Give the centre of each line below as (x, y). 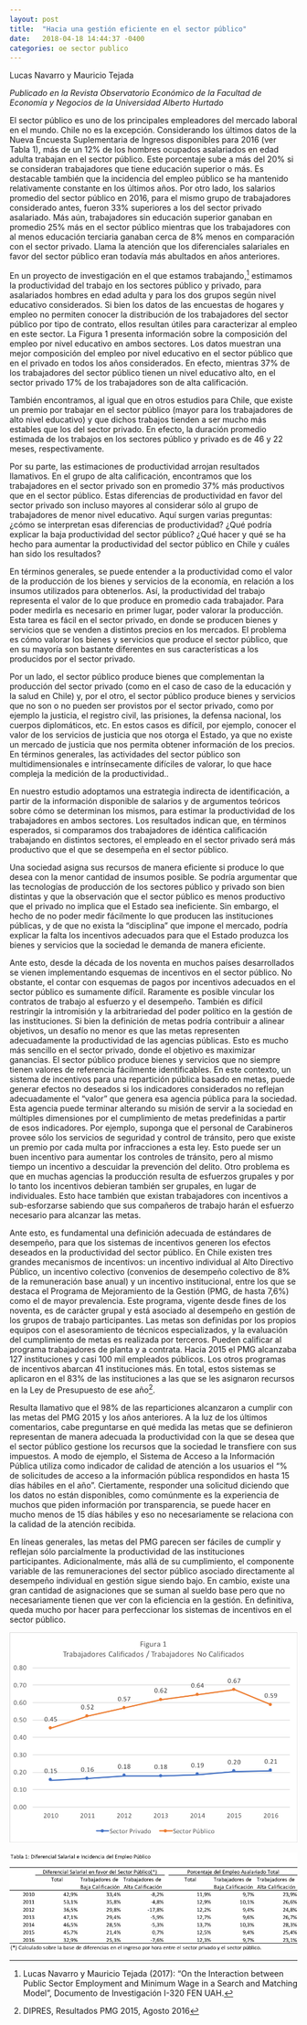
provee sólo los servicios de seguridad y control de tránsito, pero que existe (153, 1137)
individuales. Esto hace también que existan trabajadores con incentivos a (149, 1195)
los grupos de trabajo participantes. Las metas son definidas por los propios (153, 1320)
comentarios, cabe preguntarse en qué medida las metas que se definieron (151, 1426)
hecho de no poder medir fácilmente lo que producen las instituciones (142, 916)
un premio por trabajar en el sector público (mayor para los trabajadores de (151, 409)
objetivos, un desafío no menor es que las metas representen (125, 1030)
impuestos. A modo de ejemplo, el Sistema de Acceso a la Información (143, 1456)
